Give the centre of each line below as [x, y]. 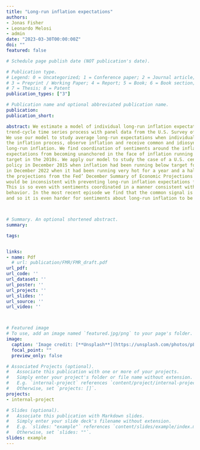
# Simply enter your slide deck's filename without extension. [89, 421]
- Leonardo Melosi [29, 28]
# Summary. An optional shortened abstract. [62, 219]
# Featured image [28, 328]
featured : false [26, 51]
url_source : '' [25, 301]
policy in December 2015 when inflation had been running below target [97, 165]
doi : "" [16, 45]
